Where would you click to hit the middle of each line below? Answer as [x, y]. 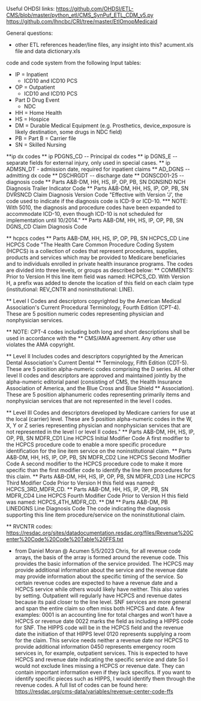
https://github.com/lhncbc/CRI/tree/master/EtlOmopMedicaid [82, 21]
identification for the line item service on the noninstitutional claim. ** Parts [99, 451]
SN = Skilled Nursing [40, 145]
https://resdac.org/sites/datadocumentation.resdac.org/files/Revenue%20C [100, 533]
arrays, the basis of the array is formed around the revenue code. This [102, 557]
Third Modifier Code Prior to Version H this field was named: [81, 483]
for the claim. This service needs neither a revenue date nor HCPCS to [102, 640]
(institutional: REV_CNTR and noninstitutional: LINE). [70, 289]
